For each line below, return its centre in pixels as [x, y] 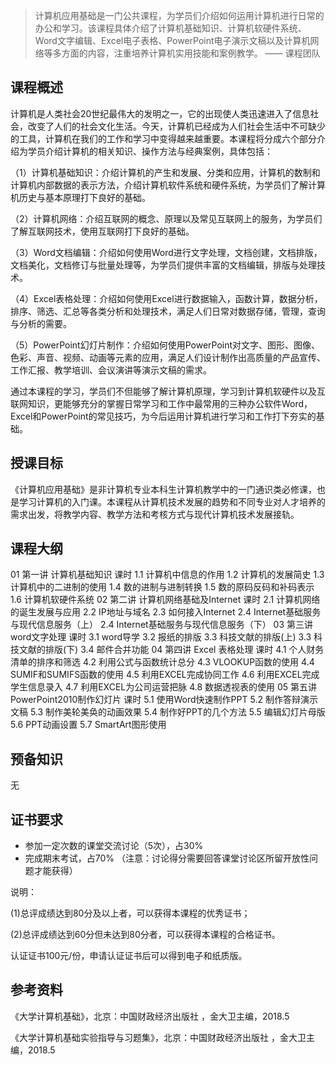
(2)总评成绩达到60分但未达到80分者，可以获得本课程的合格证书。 [145, 935]
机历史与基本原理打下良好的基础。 [80, 197]
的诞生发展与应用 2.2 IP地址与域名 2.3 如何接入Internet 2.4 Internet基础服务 [166, 612]
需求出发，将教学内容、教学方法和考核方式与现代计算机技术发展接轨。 [155, 514]
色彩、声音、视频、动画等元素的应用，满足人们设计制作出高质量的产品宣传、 [168, 357]
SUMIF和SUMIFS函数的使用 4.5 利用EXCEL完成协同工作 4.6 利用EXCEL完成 [165, 675]
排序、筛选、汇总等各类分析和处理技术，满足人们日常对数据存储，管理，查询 [168, 311]
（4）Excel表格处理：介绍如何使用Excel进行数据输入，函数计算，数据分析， [166, 298]
